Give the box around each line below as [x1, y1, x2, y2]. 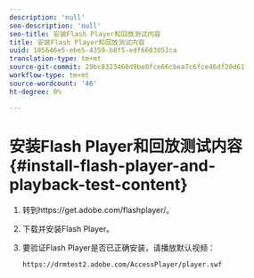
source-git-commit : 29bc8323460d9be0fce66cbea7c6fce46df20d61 [9, 63, 245, 72]
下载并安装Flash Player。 [21, 224, 114, 234]
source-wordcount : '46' [9, 79, 98, 88]
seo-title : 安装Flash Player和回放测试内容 [9, 29, 161, 38]
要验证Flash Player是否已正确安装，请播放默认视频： [21, 242, 216, 253]
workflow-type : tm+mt [9, 71, 90, 80]
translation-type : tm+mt [9, 54, 102, 63]
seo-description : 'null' [9, 21, 102, 30]
